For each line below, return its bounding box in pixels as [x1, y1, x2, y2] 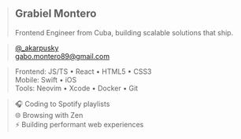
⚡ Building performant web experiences [14, 119, 144, 129]
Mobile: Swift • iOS [14, 75, 77, 84]
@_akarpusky [14, 43, 59, 53]
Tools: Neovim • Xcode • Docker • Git [14, 83, 139, 93]
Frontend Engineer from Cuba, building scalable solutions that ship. [14, 27, 234, 37]
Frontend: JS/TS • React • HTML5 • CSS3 [14, 67, 152, 76]
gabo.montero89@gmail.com [14, 51, 110, 60]
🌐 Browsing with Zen [14, 110, 83, 119]
